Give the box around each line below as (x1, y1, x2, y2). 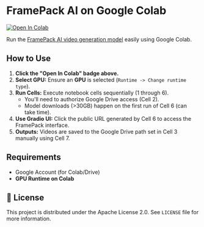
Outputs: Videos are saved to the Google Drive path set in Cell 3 (15, 128, 178, 135)
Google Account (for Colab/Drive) (15, 168, 100, 176)
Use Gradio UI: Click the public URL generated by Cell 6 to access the (15, 115, 191, 122)
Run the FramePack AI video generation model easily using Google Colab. (6, 35, 192, 43)
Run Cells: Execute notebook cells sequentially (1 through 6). (15, 89, 169, 96)
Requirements (6, 152, 61, 162)
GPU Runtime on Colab (15, 175, 75, 182)
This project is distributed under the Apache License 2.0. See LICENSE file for (6, 209, 199, 216)
